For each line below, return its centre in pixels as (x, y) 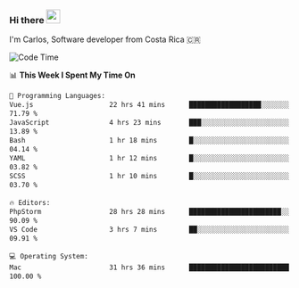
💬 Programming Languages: (57, 96)
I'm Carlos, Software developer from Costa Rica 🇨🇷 (105, 39)
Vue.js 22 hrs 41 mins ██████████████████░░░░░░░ (149, 105)
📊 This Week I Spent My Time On (72, 75)
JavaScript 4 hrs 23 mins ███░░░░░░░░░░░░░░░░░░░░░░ (149, 123)
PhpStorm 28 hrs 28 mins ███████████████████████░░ (149, 212)
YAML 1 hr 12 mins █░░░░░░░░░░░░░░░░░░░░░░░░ (149, 159)
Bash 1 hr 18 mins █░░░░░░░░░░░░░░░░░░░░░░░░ (149, 141)
